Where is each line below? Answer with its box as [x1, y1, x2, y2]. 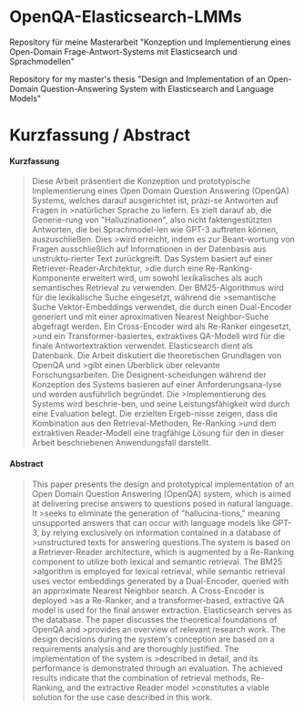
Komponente [31, 273, 80, 283]
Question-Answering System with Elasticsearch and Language [40, 83, 275, 94]
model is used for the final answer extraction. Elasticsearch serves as [31, 604, 293, 615]
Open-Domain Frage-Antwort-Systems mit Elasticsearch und [9, 46, 238, 57]
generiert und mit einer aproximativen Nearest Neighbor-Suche [31, 312, 269, 323]
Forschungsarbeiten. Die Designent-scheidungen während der [31, 369, 267, 380]
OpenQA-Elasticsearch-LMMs [9, 6, 243, 27]
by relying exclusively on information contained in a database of [41, 527, 281, 538]
